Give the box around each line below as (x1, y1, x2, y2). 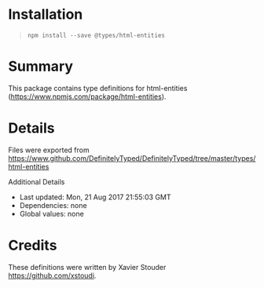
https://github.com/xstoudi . (8, 271, 97, 280)
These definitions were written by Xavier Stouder (8, 262, 167, 272)
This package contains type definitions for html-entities (8, 83, 188, 93)
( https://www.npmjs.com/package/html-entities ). (8, 92, 167, 101)
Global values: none (19, 209, 84, 218)
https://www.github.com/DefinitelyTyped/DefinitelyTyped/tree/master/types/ (8, 153, 256, 162)
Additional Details (8, 177, 65, 186)
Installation (8, 5, 83, 24)
